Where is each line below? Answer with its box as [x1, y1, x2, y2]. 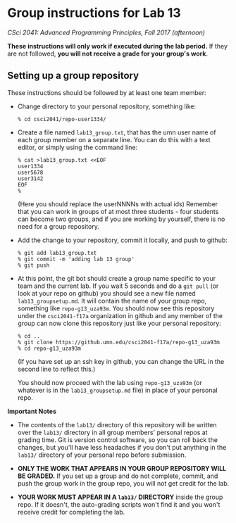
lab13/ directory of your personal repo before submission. [17, 450, 187, 459]
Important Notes [7, 407, 57, 415]
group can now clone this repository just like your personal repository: [17, 319, 222, 327]
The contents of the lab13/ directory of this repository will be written [17, 420, 217, 429]
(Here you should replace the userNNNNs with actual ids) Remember [17, 199, 218, 208]
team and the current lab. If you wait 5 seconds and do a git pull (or [17, 282, 219, 290]
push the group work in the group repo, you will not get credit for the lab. [17, 479, 230, 487]
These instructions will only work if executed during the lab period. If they [7, 42, 228, 50]
